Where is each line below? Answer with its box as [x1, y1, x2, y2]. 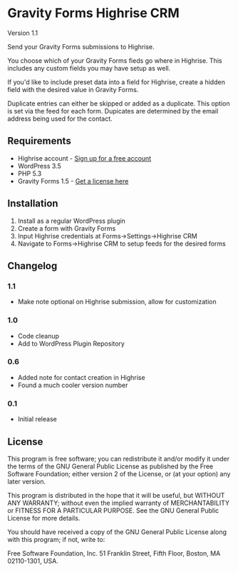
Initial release [17, 415, 57, 423]
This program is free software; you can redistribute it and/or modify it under [7, 454, 230, 463]
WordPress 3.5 [17, 161, 62, 170]
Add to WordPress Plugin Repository [17, 339, 125, 348]
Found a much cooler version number [17, 381, 128, 389]
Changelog [7, 259, 58, 272]
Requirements [7, 135, 71, 147]
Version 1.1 [7, 29, 38, 37]
